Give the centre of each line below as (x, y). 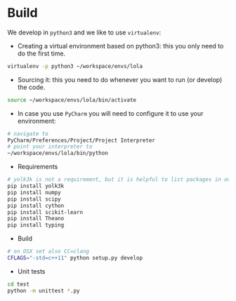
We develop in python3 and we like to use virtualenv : (84, 32)
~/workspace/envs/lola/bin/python (58, 153)
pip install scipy (34, 199)
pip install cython (36, 206)
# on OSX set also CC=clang (48, 252)
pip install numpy (34, 192)
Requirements (38, 167)
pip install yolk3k (36, 186)
